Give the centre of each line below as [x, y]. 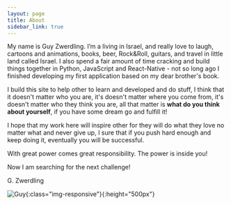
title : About [26, 20]
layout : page [26, 14]
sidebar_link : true [35, 26]
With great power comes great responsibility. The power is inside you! [107, 153]
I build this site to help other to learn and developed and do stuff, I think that [116, 90]
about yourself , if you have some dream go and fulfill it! [87, 112]
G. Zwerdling [25, 181]
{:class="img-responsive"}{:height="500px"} [90, 194]
